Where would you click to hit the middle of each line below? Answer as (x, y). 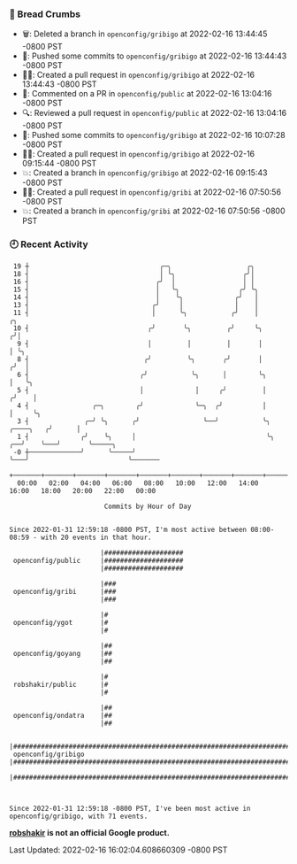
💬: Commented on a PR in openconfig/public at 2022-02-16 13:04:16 (147, 94)
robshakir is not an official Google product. (89, 832)
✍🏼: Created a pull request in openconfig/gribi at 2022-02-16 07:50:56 (151, 192)
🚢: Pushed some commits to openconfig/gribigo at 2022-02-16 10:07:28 (153, 135)
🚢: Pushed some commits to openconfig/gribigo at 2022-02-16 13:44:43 (154, 56)
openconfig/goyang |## (63, 653)
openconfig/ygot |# (61, 622)
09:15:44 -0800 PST (59, 164)
